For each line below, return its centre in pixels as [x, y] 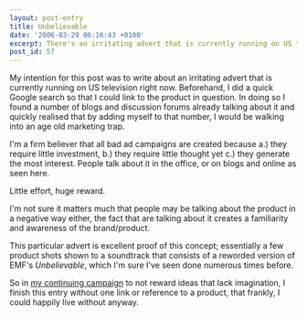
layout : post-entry [47, 18]
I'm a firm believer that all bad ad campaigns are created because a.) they [148, 144]
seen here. [30, 174]
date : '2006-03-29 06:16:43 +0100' [77, 35]
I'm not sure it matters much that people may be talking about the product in [153, 209]
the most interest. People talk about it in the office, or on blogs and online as [153, 164]
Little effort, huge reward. [58, 191]
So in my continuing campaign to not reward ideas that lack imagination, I [148, 283]
